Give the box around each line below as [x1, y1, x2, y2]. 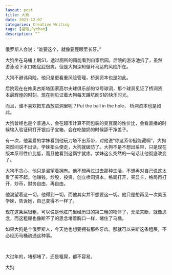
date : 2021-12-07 [5, 17, 42, 22]
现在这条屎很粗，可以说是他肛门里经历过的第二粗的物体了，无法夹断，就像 [5, 209, 162, 215]
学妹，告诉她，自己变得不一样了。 [5, 198, 77, 204]
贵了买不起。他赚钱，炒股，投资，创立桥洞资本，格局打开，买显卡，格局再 [5, 174, 162, 180]
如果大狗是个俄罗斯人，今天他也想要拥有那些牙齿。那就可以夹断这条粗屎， [5, 226, 162, 232]
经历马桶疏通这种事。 [9, 232, 55, 239]
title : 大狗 [5, 12, 29, 17]
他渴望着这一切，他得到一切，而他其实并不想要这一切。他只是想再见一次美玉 [5, 191, 167, 197]
